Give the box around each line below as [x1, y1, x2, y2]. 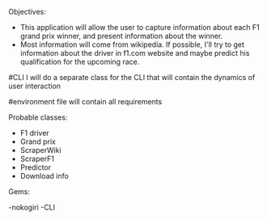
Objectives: [8, 7, 46, 16]
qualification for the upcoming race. [19, 57, 140, 66]
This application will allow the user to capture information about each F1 [19, 23, 261, 32]
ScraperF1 [19, 154, 55, 163]
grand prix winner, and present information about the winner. [19, 32, 223, 40]
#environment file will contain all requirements [8, 97, 163, 106]
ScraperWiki [19, 146, 62, 154]
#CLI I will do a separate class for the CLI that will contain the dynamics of [8, 73, 256, 82]
